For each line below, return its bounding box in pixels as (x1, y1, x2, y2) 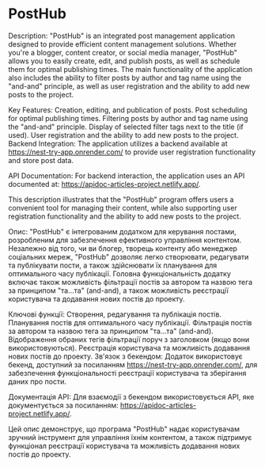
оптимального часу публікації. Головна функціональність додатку (8, 268, 232, 278)
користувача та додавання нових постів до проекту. (8, 294, 185, 303)
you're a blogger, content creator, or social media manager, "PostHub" (8, 47, 237, 57)
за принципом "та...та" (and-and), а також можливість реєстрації (8, 286, 229, 295)
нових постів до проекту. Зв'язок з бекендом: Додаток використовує (8, 351, 243, 361)
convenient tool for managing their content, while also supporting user (8, 203, 237, 212)
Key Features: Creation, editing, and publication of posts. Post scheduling (8, 104, 248, 115)
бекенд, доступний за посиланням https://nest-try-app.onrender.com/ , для (8, 359, 258, 369)
